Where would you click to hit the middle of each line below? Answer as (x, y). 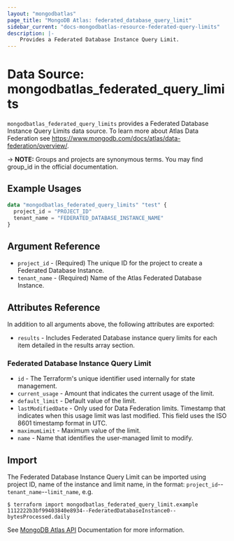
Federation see (29, 139)
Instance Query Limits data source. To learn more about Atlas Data (103, 131)
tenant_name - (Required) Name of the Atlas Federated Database (110, 278)
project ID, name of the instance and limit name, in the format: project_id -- (115, 484)
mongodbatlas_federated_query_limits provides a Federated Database (108, 124)
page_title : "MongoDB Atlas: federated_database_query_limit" (100, 20)
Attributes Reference (54, 308)
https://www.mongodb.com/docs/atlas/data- (116, 139)
